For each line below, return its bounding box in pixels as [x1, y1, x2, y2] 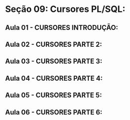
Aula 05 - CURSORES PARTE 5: [5, 91, 102, 100]
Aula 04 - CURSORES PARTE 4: [5, 74, 103, 83]
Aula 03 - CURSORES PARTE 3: [5, 57, 103, 66]
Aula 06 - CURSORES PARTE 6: [5, 108, 103, 117]
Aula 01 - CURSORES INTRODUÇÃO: [5, 23, 118, 32]
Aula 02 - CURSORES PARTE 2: [5, 40, 102, 48]
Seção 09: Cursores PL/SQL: [5, 3, 126, 15]
